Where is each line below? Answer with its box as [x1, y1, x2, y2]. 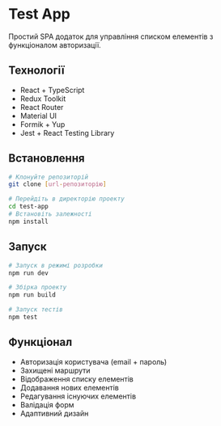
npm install [8, 217, 49, 226]
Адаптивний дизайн [19, 408, 89, 418]
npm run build [8, 291, 57, 299]
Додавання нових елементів [19, 382, 119, 392]
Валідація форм [19, 399, 74, 409]
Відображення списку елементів [19, 373, 134, 384]
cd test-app [8, 203, 49, 211]
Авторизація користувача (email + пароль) [19, 356, 168, 366]
